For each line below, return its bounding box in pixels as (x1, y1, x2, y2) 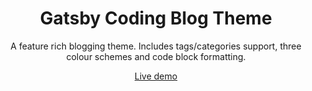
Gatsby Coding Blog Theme (39, 7, 273, 30)
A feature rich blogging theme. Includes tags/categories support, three (10, 40, 302, 52)
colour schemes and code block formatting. (66, 50, 246, 62)
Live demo (134, 70, 178, 82)
